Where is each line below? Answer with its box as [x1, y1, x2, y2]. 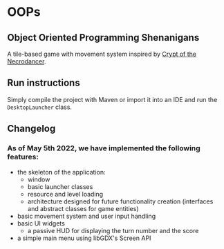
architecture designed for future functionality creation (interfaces [27, 197, 214, 206]
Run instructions [7, 77, 81, 89]
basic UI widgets [17, 219, 66, 228]
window [27, 175, 50, 183]
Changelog [7, 123, 56, 135]
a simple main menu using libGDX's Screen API [17, 234, 151, 242]
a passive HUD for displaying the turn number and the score [27, 226, 199, 235]
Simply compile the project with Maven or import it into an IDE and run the [7, 95, 218, 103]
